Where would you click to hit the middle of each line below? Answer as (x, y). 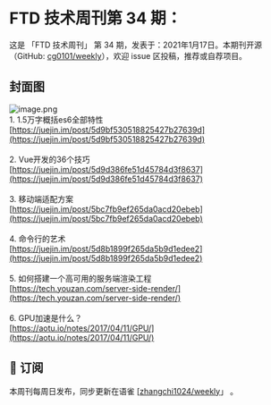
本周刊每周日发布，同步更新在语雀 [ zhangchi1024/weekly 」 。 (124, 391)
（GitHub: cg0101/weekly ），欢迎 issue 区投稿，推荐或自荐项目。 (128, 55)
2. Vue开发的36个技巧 (50, 159)
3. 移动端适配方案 (42, 198)
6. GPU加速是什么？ (46, 317)
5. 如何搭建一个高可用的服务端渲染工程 (80, 278)
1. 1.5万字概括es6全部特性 (56, 119)
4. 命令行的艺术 (38, 239)
